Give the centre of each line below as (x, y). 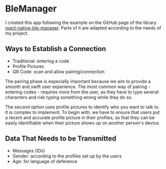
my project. (17, 33)
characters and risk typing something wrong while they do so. (69, 97)
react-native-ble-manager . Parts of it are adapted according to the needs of (83, 27)
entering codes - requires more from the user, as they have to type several (82, 92)
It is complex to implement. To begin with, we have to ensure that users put (82, 112)
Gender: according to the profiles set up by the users (67, 156)
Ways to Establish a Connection (55, 49)
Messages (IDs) (28, 150)
